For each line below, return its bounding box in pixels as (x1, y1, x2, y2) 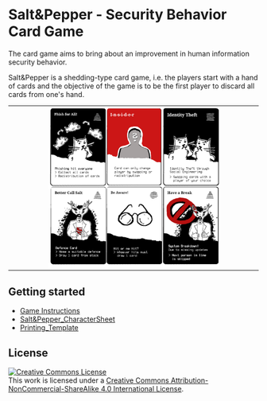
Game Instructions (19, 306, 81, 316)
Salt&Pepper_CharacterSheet (19, 314, 115, 324)
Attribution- (170, 376, 209, 385)
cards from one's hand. (8, 89, 85, 99)
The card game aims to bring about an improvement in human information (8, 49, 250, 58)
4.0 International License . (100, 384, 184, 394)
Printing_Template (19, 323, 79, 333)
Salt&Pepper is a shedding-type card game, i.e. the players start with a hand (8, 72, 258, 82)
